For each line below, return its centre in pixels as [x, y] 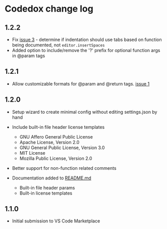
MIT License [33, 153]
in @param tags [29, 56]
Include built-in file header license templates [58, 127]
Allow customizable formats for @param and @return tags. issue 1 [81, 83]
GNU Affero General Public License [56, 136]
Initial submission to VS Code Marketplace [56, 221]
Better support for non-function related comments [64, 168]
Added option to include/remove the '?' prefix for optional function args [86, 50]
